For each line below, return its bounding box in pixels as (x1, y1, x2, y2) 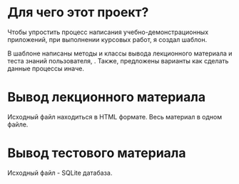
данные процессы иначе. (7, 64, 84, 72)
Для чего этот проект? (7, 4, 149, 21)
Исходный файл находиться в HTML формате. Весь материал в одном (7, 112, 223, 121)
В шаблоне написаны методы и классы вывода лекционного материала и (7, 49, 233, 58)
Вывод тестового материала (7, 145, 186, 161)
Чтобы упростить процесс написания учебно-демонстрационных (7, 28, 209, 36)
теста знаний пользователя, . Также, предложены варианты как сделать (7, 56, 229, 65)
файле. (7, 120, 29, 129)
